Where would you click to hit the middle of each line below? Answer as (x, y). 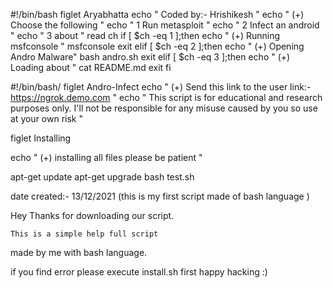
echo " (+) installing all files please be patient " (106, 157)
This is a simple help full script (84, 234)
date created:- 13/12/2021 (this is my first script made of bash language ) (160, 196)
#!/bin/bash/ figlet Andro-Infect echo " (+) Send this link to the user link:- (161, 87)
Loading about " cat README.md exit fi (91, 67)
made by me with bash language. (79, 252)
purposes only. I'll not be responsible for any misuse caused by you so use (164, 108)
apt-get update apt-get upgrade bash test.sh (102, 177)
